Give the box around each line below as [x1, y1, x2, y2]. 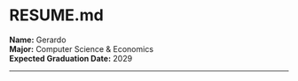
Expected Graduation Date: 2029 [9, 53, 133, 63]
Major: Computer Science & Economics [9, 43, 153, 54]
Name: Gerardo [9, 34, 67, 45]
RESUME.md [9, 5, 104, 26]
